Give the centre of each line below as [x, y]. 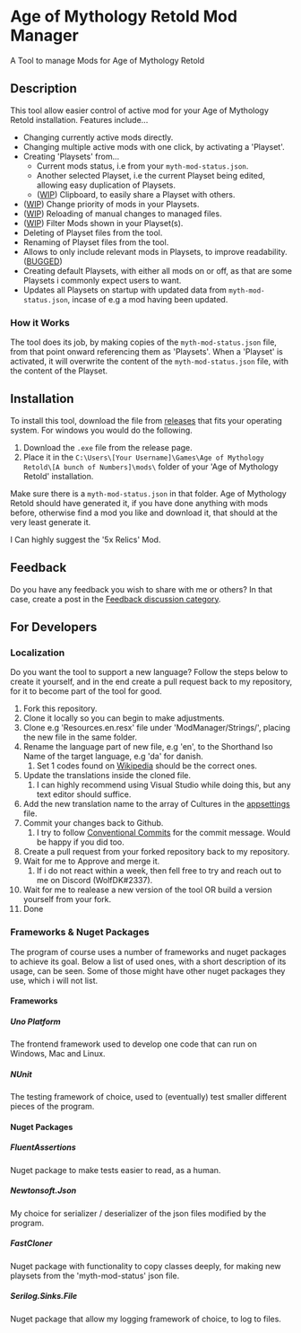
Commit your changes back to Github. [93, 823]
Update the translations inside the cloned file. [107, 776]
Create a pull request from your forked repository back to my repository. [156, 852]
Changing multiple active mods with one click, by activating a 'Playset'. [154, 146]
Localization [38, 653]
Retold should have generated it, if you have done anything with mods [139, 503]
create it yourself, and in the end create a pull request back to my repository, [151, 682]
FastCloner [31, 1243]
